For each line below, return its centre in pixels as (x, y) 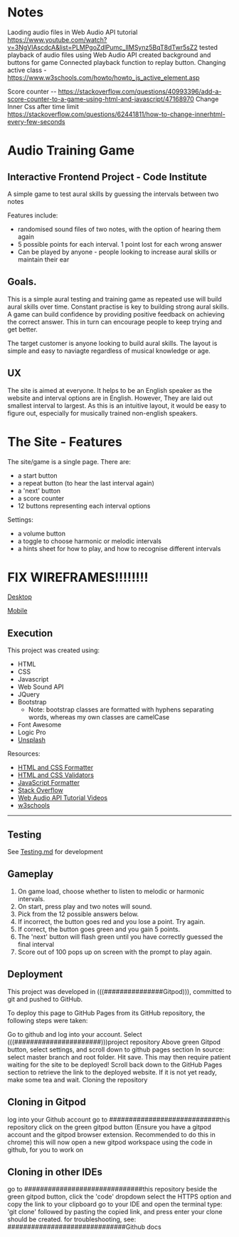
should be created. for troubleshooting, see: (72, 1219)
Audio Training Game (71, 151)
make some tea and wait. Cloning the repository (78, 1079)
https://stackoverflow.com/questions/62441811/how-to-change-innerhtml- (116, 114)
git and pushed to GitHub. (45, 999)
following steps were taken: (48, 1020)
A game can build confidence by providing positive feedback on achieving (116, 314)
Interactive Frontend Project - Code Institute (107, 176)
